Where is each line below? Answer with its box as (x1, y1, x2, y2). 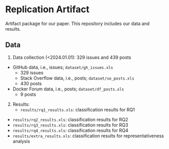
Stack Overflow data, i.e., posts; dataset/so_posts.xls (20, 75, 134, 81)
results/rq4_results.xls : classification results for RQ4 (12, 127, 129, 133)
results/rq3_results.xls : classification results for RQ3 (12, 121, 128, 128)
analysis (12, 138, 31, 144)
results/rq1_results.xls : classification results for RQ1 (20, 106, 135, 113)
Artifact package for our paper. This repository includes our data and (5, 20, 150, 27)
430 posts (20, 80, 42, 86)
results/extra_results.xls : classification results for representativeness (12, 133, 164, 139)
